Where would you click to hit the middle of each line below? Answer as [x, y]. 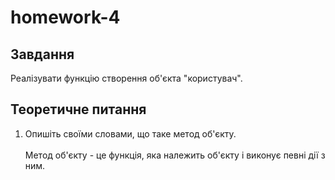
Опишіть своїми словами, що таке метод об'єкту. [130, 133]
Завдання [42, 54]
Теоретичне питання [78, 109]
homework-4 [65, 17]
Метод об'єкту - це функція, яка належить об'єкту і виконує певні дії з [175, 155]
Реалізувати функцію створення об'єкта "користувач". [126, 78]
